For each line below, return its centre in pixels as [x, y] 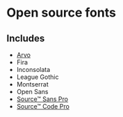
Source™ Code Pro [43, 106]
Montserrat [33, 84]
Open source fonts [61, 13]
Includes [26, 38]
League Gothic [38, 77]
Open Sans [32, 92]
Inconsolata [33, 70]
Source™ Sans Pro [42, 99]
